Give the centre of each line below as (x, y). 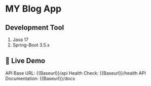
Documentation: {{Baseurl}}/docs (40, 78)
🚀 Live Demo (25, 61)
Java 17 (21, 39)
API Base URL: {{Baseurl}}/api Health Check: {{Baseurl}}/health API (75, 73)
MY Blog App (33, 9)
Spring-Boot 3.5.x (31, 45)
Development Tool (35, 28)
